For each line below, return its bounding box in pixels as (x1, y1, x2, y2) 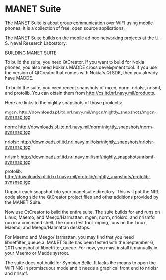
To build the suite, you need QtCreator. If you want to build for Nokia (5, 59, 145, 65)
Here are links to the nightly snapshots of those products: (5, 99, 122, 105)
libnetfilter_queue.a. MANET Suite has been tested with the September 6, (5, 239, 155, 245)
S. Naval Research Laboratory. (5, 40, 67, 46)
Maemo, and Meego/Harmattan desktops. (5, 224, 91, 230)
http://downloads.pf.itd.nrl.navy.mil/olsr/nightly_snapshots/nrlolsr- (20, 139, 155, 145)
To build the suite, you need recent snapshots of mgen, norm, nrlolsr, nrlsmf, (5, 84, 162, 90)
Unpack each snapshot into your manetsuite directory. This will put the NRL (5, 188, 160, 194)
